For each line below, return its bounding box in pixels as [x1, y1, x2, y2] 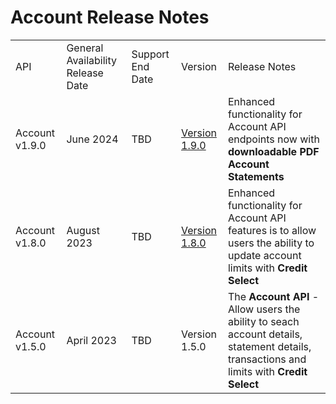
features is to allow [227, 223, 317, 237]
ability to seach [227, 314, 300, 328]
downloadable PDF [227, 144, 320, 158]
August [66, 223, 100, 237]
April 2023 [66, 333, 117, 347]
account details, [227, 327, 303, 341]
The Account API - [227, 289, 320, 303]
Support [131, 47, 170, 61]
